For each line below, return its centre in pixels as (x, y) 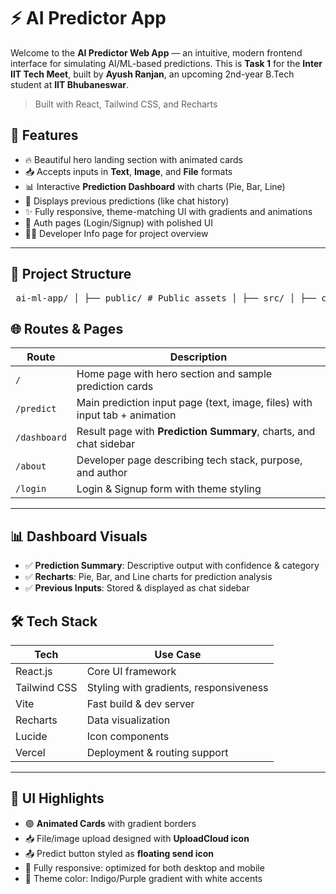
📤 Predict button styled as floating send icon (119, 853)
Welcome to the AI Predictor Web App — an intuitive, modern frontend (156, 52)
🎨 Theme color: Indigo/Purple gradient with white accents (143, 878)
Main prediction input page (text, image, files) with (194, 403)
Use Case (178, 654)
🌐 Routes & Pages (67, 328)
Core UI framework (131, 671)
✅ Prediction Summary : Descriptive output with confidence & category (172, 566)
